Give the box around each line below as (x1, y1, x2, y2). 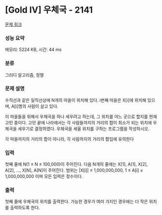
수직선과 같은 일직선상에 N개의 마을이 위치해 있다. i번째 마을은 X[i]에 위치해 (5, 97, 147, 103)
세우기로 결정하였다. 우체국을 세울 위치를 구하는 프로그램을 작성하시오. (17, 126, 150, 132)
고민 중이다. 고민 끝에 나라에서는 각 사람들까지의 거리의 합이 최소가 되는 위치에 (5, 119, 152, 125)
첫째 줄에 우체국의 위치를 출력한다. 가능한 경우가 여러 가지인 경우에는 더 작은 (5, 198, 148, 204)
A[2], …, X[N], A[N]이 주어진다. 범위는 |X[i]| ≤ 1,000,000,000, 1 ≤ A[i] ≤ (5, 167, 144, 173)
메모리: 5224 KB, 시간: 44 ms (5, 47, 62, 52)
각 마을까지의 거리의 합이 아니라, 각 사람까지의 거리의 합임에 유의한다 (5, 136, 134, 142)
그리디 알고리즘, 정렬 (5, 72, 44, 78)
